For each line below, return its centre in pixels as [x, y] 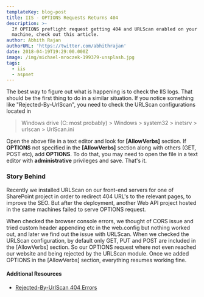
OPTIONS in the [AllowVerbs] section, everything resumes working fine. [97, 260]
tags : [13, 63]
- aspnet [23, 74]
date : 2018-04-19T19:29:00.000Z [47, 52]
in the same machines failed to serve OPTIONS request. [76, 209]
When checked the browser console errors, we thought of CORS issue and [100, 221]
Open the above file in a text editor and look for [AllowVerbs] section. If [97, 141]
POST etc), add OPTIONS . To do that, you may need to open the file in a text [102, 154]
